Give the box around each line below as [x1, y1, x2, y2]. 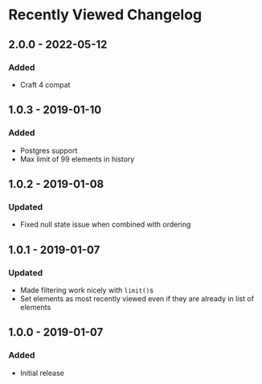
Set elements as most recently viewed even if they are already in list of [19, 293, 255, 303]
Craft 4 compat [19, 80, 71, 89]
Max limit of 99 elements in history [19, 154, 135, 164]
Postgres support [19, 145, 78, 155]
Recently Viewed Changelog [8, 6, 203, 24]
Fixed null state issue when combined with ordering [19, 219, 191, 230]
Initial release [19, 368, 64, 378]
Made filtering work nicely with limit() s [19, 285, 154, 295]
